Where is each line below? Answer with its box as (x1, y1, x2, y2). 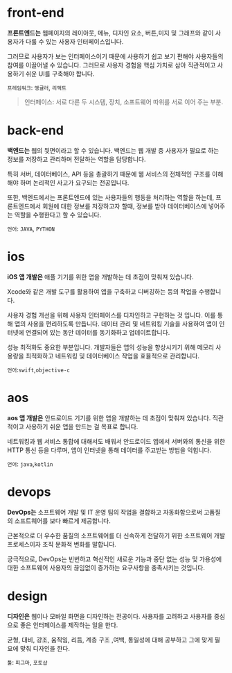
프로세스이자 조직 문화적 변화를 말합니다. (7, 540, 116, 548)
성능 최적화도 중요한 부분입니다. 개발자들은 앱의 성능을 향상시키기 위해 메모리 (7, 342, 215, 351)
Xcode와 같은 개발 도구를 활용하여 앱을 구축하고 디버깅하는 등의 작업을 (7, 287, 197, 296)
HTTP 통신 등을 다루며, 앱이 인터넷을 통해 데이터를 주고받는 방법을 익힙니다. (7, 446, 212, 454)
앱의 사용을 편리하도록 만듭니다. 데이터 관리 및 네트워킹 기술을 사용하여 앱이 (14, 319, 218, 328)
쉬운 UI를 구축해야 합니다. (25, 69, 95, 78)
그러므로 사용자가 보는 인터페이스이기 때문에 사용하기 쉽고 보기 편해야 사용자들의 (7, 52, 224, 60)
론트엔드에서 (7, 201, 42, 210)
